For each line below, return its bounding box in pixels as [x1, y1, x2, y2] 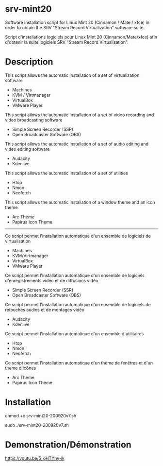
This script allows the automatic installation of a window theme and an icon [5, 199, 155, 205]
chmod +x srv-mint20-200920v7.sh [5, 413, 77, 418]
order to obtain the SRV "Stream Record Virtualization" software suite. [5, 24, 145, 30]
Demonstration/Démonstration [5, 439, 132, 450]
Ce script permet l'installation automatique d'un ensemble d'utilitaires [5, 330, 144, 336]
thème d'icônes [5, 365, 36, 371]
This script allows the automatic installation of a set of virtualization [5, 72, 140, 78]
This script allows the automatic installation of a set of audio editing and [5, 141, 149, 147]
